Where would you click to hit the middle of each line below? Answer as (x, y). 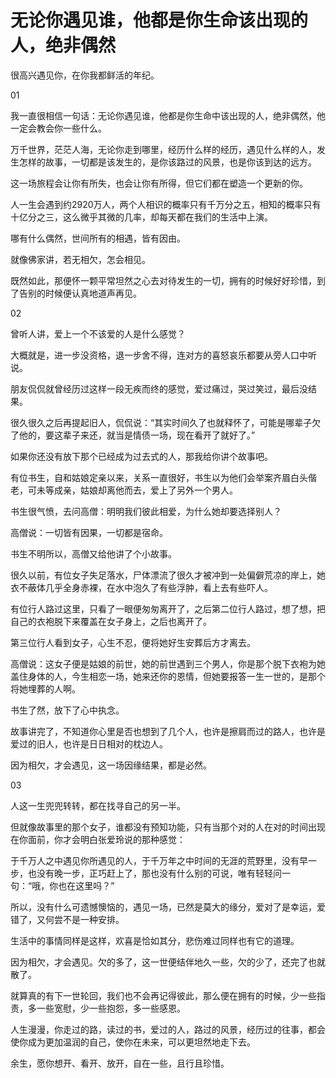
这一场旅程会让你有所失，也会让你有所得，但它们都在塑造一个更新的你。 (159, 183)
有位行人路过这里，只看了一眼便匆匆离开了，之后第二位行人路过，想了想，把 (168, 608)
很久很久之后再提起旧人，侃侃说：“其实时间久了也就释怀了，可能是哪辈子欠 (166, 422)
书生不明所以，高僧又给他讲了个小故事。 (93, 553)
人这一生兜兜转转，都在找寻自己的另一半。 (98, 805)
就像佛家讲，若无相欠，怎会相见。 (80, 259)
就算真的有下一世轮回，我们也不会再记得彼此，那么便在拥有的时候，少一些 (163, 995)
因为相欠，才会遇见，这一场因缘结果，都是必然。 (111, 765)
